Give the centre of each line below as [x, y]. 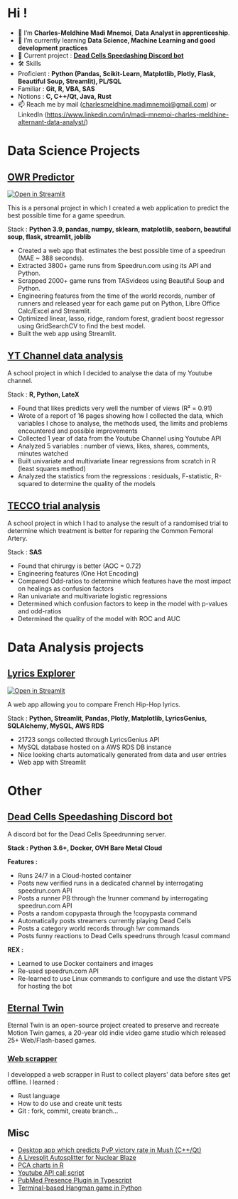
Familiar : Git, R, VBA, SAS [56, 88]
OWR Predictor [41, 177]
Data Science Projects [74, 151]
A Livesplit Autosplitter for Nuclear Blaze [77, 1158]
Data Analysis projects [76, 647]
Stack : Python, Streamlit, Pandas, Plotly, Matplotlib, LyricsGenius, [107, 718]
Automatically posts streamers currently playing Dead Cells [104, 920]
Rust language [39, 1095]
